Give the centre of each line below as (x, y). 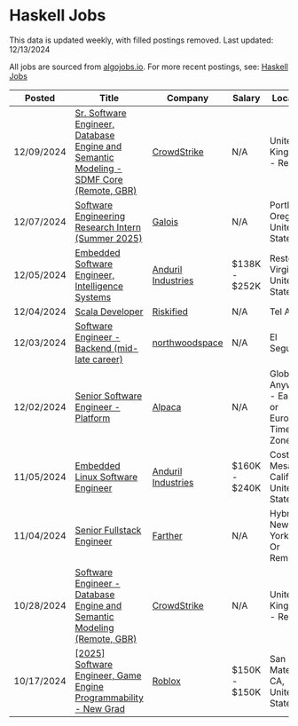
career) (108, 359)
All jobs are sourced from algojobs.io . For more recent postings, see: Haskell (149, 67)
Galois (165, 221)
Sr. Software (101, 113)
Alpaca (167, 406)
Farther (168, 535)
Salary (246, 98)
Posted (40, 98)
